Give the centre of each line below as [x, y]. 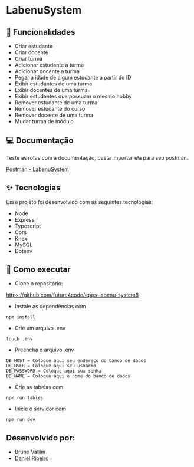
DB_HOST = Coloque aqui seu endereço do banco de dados [76, 361]
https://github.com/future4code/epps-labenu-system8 [73, 295]
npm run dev [21, 420]
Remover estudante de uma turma [56, 103]
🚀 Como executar [38, 270]
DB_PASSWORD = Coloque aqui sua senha [54, 371]
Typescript [28, 226]
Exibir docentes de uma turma [51, 90]
